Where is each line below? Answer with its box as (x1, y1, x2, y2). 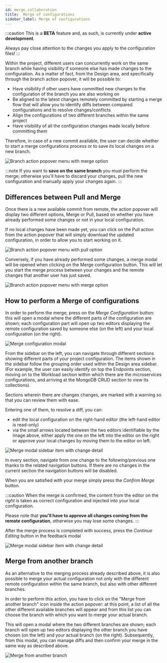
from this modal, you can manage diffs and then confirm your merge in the (5, 637, 159, 643)
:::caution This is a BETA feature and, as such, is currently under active (5, 30, 152, 36)
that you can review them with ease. (5, 397, 80, 403)
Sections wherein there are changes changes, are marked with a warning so (5, 392, 162, 397)
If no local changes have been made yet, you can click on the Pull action (5, 227, 154, 233)
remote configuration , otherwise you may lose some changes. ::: (5, 518, 140, 524)
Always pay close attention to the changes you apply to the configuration (5, 45, 156, 51)
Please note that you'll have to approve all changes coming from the (5, 513, 148, 518)
